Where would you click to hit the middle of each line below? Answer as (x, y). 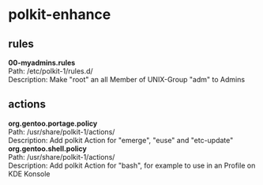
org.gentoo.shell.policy (47, 149)
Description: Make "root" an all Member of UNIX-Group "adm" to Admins (127, 79)
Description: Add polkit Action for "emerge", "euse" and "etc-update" (121, 140)
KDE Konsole (29, 174)
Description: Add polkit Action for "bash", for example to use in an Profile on (132, 165)
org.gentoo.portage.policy (53, 123)
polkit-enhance (60, 15)
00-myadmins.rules (42, 62)
